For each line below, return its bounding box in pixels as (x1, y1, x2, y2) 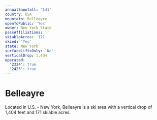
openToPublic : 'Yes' (5, 21, 48, 26)
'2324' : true (9, 62, 36, 67)
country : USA (5, 12, 32, 17)
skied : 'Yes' (5, 39, 32, 44)
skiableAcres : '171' (5, 35, 48, 40)
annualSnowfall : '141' (5, 7, 52, 12)
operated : (5, 58, 26, 62)
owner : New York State (5, 26, 52, 30)
